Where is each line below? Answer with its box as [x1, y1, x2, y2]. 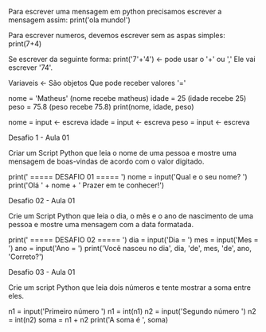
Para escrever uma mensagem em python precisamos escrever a [8, 7, 222, 16]
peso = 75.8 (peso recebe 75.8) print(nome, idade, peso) [8, 102, 194, 111]
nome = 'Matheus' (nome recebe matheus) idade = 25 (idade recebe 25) [8, 94, 247, 102]
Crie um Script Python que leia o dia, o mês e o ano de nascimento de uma [8, 211, 253, 221]
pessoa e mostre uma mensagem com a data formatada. [8, 220, 194, 229]
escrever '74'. [8, 63, 53, 72]
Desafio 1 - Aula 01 [8, 133, 70, 142]
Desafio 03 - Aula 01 [8, 268, 76, 276]
